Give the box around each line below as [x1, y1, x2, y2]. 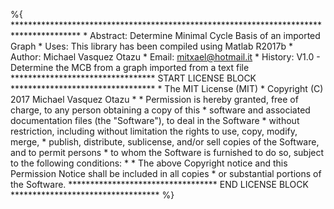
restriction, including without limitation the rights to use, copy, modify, [10, 125, 298, 137]
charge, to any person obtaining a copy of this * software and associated [10, 104, 311, 116]
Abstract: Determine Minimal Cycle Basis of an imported [89, 30, 321, 41]
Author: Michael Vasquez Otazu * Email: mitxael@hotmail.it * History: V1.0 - [10, 51, 321, 63]
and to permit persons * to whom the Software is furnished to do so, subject [10, 147, 325, 158]
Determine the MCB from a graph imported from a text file [10, 62, 250, 73]
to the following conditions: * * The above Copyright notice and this [10, 157, 288, 169]
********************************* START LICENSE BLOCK [10, 72, 257, 84]
